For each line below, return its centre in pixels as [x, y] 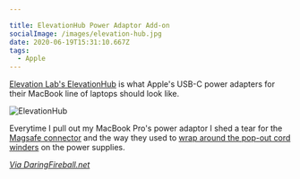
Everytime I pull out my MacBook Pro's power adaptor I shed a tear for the [146, 128]
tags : [19, 50]
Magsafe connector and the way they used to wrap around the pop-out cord [150, 138]
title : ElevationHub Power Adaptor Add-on [90, 25]
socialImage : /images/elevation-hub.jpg [86, 34]
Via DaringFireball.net [50, 165]
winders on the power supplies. [67, 148]
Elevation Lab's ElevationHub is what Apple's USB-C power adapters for [142, 84]
